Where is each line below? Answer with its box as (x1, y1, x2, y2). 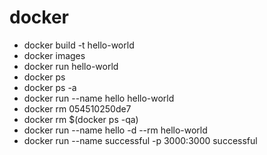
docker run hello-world (23, 60, 119, 72)
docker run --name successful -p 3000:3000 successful (23, 134, 258, 146)
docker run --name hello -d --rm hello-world (23, 124, 208, 136)
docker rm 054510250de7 (23, 102, 132, 115)
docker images (23, 49, 86, 61)
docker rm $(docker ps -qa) (23, 113, 139, 125)
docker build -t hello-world (23, 39, 135, 51)
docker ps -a (23, 81, 77, 93)
